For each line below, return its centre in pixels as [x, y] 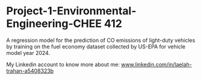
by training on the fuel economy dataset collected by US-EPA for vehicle [96, 47]
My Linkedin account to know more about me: [63, 64]
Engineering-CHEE [54, 24]
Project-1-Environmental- [71, 11]
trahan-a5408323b [30, 70]
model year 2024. [28, 53]
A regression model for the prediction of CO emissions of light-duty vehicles [101, 40]
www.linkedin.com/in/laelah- [157, 64]
